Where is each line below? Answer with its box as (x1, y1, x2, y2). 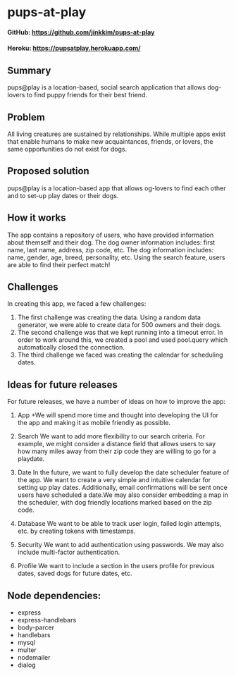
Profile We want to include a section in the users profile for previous (17, 562, 215, 570)
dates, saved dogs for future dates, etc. (17, 569, 132, 578)
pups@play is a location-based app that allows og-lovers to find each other (7, 184, 226, 192)
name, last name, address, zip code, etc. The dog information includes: (7, 245, 213, 254)
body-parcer (17, 623, 55, 632)
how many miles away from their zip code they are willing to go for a (17, 447, 216, 455)
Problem (7, 111, 46, 123)
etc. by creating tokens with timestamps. (17, 527, 136, 536)
